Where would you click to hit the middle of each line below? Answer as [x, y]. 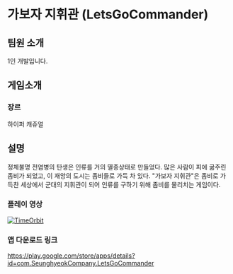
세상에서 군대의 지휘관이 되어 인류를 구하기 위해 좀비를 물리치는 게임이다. [120, 184]
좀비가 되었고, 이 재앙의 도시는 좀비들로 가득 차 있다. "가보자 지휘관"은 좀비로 [113, 175]
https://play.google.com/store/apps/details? [72, 256]
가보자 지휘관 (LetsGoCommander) [108, 14]
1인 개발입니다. [28, 61]
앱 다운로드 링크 [33, 239]
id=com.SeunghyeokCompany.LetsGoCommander [81, 263]
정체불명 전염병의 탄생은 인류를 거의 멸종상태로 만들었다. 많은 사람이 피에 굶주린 [117, 167]
